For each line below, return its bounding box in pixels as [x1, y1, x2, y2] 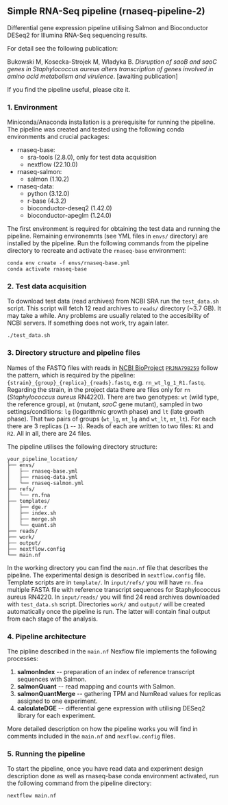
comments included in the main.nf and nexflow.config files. [7, 732, 176, 740]
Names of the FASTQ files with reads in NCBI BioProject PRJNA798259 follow [7, 363, 218, 372]
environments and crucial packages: [7, 133, 110, 141]
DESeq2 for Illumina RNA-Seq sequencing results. [7, 31, 148, 39]
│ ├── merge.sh [7, 515, 57, 523]
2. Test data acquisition [7, 282, 87, 291]
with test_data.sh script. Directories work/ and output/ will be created [7, 599, 205, 608]
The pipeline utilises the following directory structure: [7, 442, 157, 451]
